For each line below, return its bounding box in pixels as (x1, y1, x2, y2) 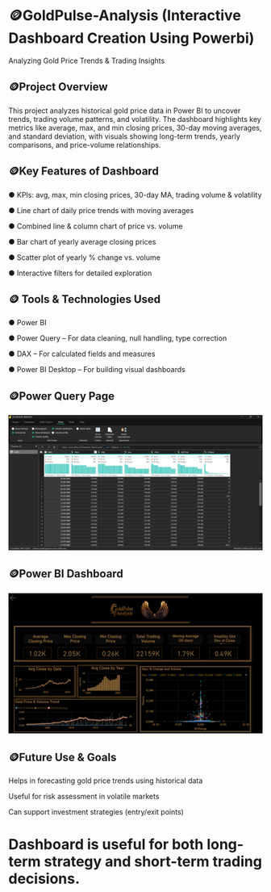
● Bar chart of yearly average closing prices (8, 237, 156, 246)
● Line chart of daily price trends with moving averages (8, 205, 194, 215)
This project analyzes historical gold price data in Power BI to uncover (8, 106, 241, 115)
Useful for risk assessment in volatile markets (8, 792, 160, 802)
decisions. (8, 869, 81, 888)
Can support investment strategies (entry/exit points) (8, 807, 184, 817)
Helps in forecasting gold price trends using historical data (8, 776, 203, 785)
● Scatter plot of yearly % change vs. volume (8, 252, 161, 262)
